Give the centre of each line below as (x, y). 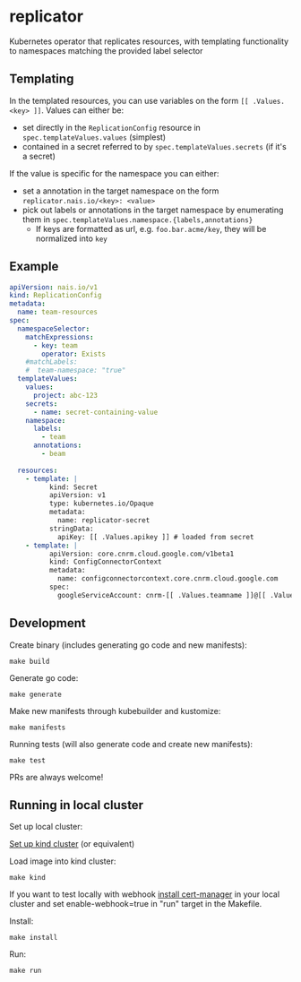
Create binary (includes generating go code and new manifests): (129, 645)
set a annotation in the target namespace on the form (120, 191)
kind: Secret (73, 487)
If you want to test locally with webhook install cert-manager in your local (145, 894)
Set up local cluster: (46, 827)
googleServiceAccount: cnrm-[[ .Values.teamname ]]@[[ (162, 595)
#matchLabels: (52, 362)
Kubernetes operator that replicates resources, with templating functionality (149, 41)
